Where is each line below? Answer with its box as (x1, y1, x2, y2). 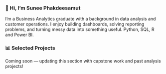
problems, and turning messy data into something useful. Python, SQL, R (5, 26, 155, 32)
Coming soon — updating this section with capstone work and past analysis (5, 57, 161, 64)
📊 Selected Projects (5, 44, 56, 51)
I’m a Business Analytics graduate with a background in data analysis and (5, 16, 156, 22)
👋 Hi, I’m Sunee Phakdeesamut (5, 4, 81, 11)
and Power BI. (5, 32, 34, 38)
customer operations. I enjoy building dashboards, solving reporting (5, 21, 145, 27)
